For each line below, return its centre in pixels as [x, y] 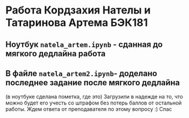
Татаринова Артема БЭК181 [77, 23]
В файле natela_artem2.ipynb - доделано [81, 73]
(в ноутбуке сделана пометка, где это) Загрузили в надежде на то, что [94, 97]
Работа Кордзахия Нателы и [78, 10]
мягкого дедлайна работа [56, 53]
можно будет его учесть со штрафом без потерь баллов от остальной [94, 103]
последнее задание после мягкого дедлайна [93, 82]
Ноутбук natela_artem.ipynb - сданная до [84, 44]
